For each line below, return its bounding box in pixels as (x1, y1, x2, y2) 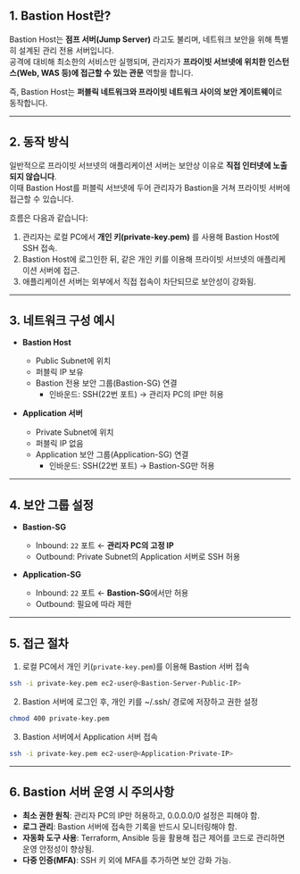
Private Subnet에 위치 (35, 427, 114, 437)
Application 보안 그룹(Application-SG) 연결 (35, 449, 189, 460)
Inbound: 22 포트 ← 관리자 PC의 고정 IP (35, 540, 174, 551)
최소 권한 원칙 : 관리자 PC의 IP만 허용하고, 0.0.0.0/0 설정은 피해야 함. (21, 810, 261, 820)
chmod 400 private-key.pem (9, 713, 110, 723)
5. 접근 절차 (9, 636, 70, 651)
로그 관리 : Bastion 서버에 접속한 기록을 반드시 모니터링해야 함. (21, 820, 238, 832)
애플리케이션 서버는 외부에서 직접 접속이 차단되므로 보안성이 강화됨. (21, 276, 256, 287)
